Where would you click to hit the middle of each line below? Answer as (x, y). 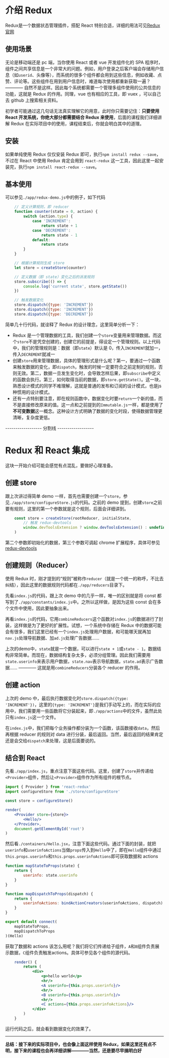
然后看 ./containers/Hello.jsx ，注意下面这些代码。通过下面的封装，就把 (81, 844)
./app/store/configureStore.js (43, 503)
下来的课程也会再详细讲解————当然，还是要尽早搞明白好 (80, 1050)
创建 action (23, 685)
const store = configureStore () (39, 801)
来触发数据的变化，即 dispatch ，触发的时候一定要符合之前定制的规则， (86, 366)
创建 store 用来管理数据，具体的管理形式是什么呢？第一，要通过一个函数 (87, 360)
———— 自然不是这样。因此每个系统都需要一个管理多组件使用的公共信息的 (83, 87)
